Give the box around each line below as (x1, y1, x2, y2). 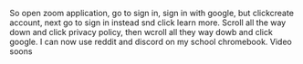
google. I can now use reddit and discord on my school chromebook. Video (9, 36, 292, 47)
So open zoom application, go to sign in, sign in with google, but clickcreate (9, 8, 295, 18)
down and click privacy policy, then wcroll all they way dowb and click (9, 27, 274, 37)
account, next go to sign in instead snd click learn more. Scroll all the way (9, 17, 287, 28)
